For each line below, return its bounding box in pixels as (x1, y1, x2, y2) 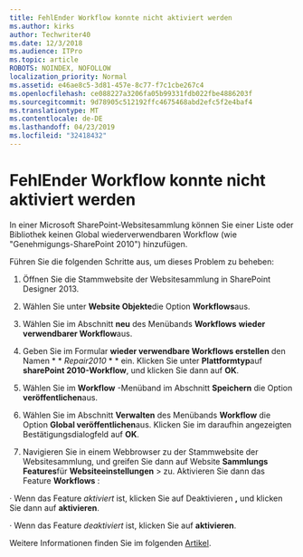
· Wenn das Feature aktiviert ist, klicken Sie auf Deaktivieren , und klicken (9, 493, 283, 504)
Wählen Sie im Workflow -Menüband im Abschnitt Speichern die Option (22, 382, 293, 393)
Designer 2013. (22, 283, 80, 294)
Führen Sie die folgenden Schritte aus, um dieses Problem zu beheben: (9, 255, 274, 267)
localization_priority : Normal (9, 72, 128, 82)
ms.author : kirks (9, 22, 75, 31)
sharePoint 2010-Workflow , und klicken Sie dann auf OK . (22, 364, 240, 376)
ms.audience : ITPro (9, 47, 83, 56)
